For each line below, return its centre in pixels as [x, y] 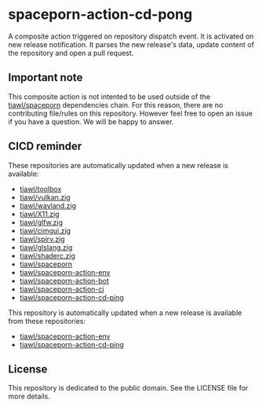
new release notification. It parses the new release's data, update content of [131, 44]
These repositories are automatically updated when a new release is [118, 165]
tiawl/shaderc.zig [47, 255]
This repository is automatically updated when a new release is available [125, 313]
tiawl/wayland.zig [48, 205]
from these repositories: [47, 321]
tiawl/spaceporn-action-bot [64, 280]
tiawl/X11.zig [40, 214]
